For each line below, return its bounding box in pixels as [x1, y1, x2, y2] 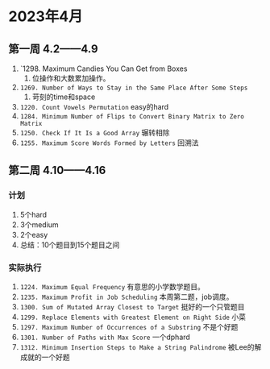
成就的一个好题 [19, 352, 70, 362]
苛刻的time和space [31, 92, 96, 102]
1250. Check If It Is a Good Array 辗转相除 [19, 128, 170, 137]
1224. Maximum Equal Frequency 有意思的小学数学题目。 [19, 281, 206, 291]
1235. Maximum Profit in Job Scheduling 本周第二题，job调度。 [19, 292, 234, 301]
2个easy [19, 230, 48, 239]
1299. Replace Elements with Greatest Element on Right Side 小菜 [19, 312, 246, 321]
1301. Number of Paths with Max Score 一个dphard [19, 332, 191, 342]
